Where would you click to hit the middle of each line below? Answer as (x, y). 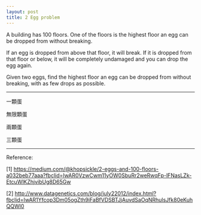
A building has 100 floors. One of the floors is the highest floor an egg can (97, 34)
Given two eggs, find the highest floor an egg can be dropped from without (99, 77)
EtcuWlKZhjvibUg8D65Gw (39, 181)
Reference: (20, 157)
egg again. (19, 65)
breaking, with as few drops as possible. (56, 83)
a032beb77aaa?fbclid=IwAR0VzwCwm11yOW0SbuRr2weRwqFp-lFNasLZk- (99, 175)
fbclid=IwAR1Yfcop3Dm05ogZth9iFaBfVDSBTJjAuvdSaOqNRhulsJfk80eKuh (100, 199)
